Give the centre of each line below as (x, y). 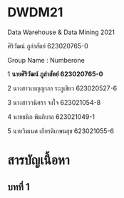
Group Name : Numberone (46, 60)
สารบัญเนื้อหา (38, 160)
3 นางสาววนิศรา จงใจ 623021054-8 (54, 102)
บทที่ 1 (19, 187)
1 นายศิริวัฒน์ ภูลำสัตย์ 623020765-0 (55, 74)
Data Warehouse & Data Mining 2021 (61, 32)
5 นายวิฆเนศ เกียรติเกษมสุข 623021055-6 (61, 131)
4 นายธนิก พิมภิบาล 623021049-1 (51, 116)
